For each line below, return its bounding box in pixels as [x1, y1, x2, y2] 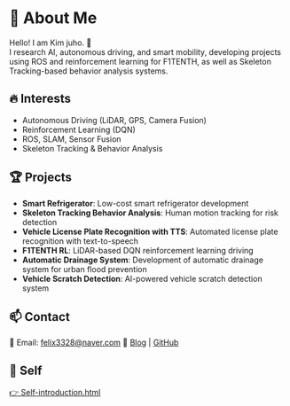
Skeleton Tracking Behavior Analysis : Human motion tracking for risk [21, 207, 279, 218]
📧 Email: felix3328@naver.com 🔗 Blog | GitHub [9, 337, 179, 348]
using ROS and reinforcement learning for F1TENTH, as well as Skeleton [9, 56, 272, 66]
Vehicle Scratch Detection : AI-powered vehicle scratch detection [21, 273, 263, 284]
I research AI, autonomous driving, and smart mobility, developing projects [9, 46, 282, 57]
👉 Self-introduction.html [9, 387, 101, 398]
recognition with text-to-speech [21, 235, 139, 246]
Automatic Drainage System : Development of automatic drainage [21, 254, 264, 265]
